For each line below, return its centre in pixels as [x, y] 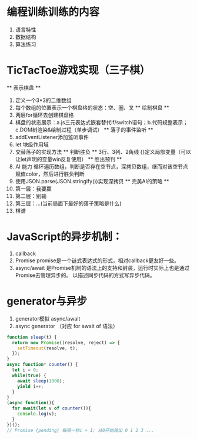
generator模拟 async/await [48, 318]
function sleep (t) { [32, 337]
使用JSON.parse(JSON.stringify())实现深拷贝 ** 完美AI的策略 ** [92, 181]
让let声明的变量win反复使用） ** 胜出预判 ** [69, 159]
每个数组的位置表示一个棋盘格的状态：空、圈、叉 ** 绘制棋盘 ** [92, 107]
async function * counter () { [42, 365]
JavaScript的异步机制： [65, 237]
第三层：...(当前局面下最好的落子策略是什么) [69, 203]
